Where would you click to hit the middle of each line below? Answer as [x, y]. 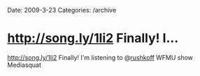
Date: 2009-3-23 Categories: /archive [62, 10]
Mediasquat [24, 65]
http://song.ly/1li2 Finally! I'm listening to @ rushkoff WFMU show [100, 57]
